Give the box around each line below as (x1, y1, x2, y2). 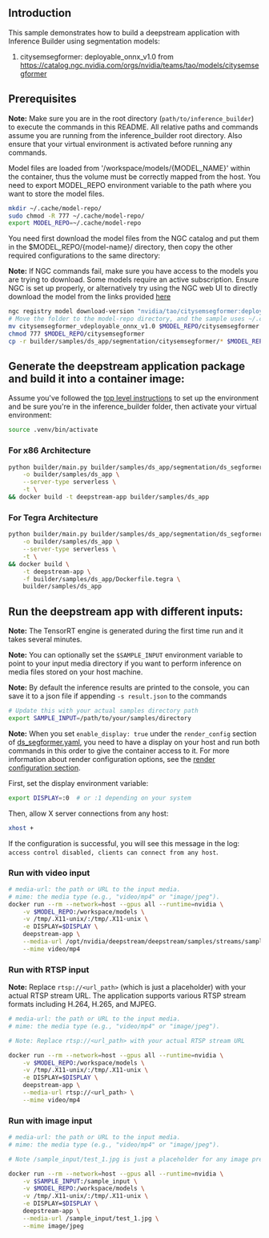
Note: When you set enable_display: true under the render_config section (8, 728, 257, 738)
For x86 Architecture (8, 445, 91, 456)
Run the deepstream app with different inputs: (8, 605, 243, 618)
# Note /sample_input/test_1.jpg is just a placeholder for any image (8, 1155, 249, 1163)
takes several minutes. (8, 634, 82, 645)
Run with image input (8, 1115, 93, 1126)
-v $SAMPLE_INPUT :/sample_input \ (22, 1177, 138, 1185)
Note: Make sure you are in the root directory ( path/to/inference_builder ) (8, 113, 255, 123)
